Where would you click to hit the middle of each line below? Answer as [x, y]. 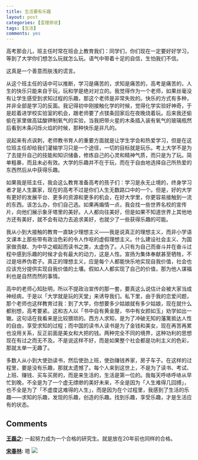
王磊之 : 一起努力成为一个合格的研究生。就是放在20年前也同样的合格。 [91, 438]
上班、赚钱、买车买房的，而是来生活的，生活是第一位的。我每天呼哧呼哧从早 [99, 375]
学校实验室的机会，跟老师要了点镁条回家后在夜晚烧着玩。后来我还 [106, 113]
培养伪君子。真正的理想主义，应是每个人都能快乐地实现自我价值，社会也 [104, 262]
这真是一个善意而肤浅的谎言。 [42, 71]
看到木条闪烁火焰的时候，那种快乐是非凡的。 [65, 128]
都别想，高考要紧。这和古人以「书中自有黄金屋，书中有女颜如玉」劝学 [91, 311]
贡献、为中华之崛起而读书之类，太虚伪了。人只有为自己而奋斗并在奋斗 [101, 247]
